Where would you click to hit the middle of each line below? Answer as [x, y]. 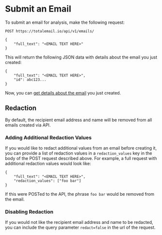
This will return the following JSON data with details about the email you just [81, 57]
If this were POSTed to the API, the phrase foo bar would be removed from [80, 194]
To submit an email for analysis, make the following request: [65, 22]
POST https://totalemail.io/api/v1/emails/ [50, 31]
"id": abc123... [30, 79]
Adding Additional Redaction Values [49, 138]
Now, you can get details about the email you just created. [63, 93]
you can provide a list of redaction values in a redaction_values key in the [79, 153]
